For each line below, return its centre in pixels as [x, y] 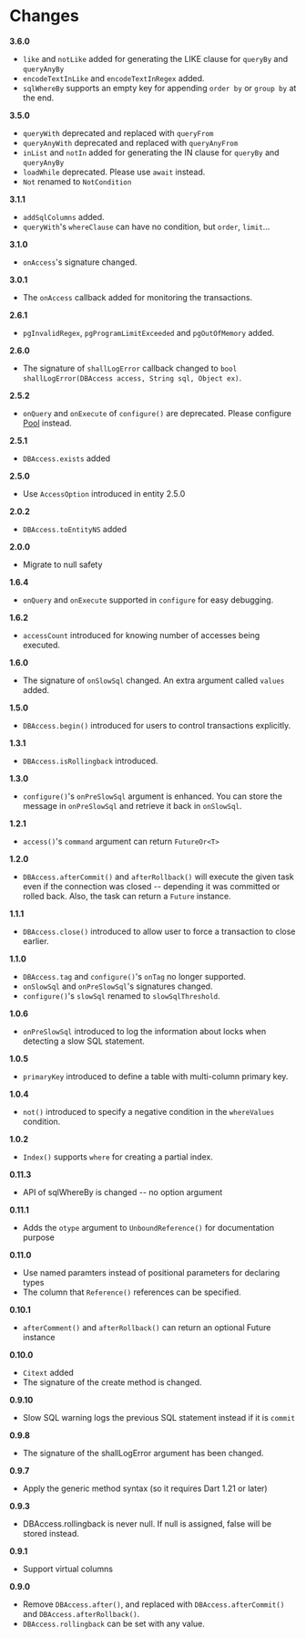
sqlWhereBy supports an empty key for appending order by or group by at [159, 88]
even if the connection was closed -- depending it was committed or [151, 886]
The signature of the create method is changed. [112, 1382]
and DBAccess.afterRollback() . [81, 1613]
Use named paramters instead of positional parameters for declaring [151, 1272]
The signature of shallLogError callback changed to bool [130, 368]
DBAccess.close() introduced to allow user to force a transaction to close [159, 931]
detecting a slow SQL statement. [84, 1041]
